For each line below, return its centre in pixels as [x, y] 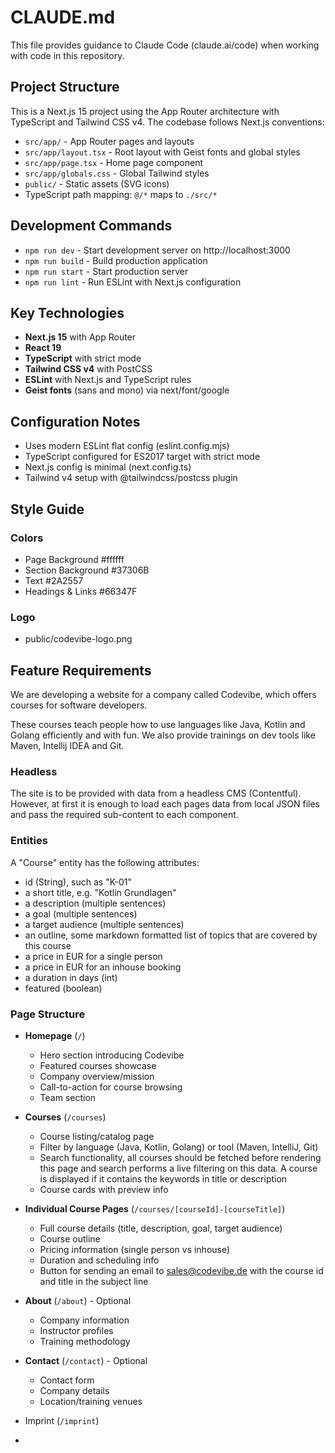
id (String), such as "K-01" [78, 882]
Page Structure [48, 1014]
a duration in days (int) [71, 977]
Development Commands [91, 226]
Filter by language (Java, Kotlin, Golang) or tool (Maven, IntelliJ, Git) [179, 1147]
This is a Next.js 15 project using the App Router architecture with [145, 111]
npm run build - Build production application [116, 260]
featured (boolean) [63, 988]
